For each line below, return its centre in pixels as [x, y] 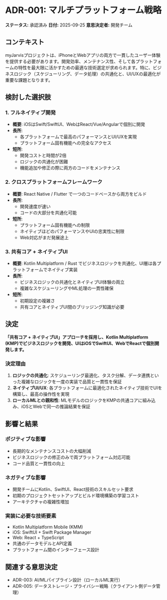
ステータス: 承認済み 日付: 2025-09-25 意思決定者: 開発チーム [69, 25]
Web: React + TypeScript [38, 538]
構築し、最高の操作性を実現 [41, 394]
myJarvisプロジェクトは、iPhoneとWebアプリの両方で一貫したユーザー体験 [83, 55]
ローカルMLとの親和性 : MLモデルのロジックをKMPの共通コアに [78, 400]
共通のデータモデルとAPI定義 [42, 544]
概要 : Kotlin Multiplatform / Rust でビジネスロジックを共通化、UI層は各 [84, 263]
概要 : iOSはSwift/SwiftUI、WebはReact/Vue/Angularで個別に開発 [79, 124]
